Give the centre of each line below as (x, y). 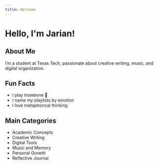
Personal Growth (29, 153)
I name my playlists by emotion (43, 100)
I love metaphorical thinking (40, 105)
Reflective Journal (30, 158)
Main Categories (31, 121)
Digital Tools (25, 143)
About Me (20, 51)
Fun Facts (20, 84)
